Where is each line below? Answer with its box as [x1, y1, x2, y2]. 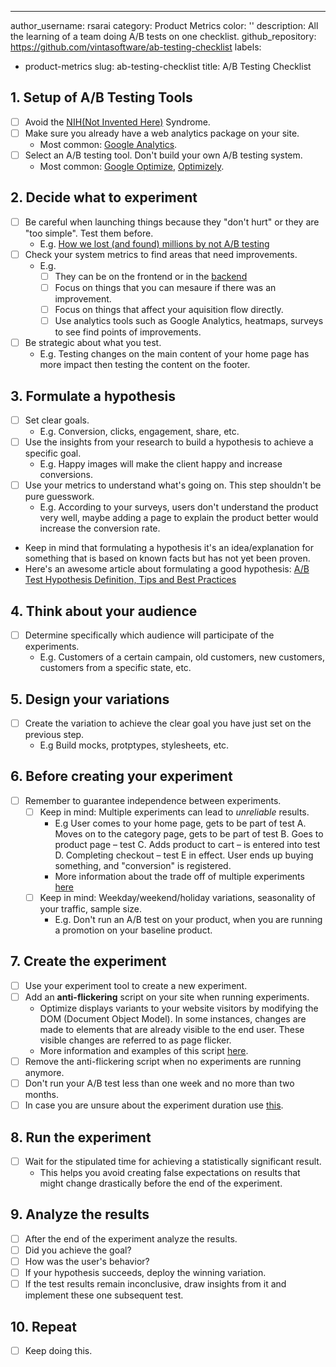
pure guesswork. [24, 491, 95, 503]
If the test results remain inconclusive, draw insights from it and [24, 1278, 287, 1290]
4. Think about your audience [10, 602, 198, 620]
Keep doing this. [24, 1344, 93, 1356]
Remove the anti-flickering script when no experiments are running [24, 1055, 302, 1067]
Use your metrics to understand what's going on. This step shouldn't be [24, 479, 322, 491]
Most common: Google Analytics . [39, 138, 178, 150]
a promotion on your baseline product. [54, 924, 213, 936]
